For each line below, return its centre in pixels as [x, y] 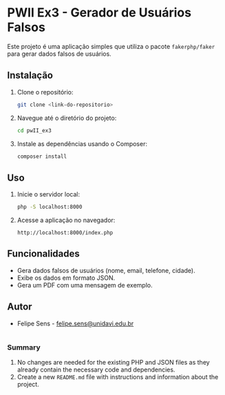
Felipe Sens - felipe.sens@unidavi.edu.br [75, 323]
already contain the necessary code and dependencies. [96, 369]
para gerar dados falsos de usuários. [59, 54]
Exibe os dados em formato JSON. [66, 278]
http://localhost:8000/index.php [65, 233]
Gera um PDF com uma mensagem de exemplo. [85, 285]
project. [28, 384]
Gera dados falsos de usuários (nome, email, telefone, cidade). [106, 270]
